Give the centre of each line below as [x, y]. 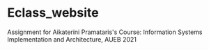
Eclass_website [53, 13]
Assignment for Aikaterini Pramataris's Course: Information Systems [105, 32]
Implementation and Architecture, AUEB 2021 [72, 39]
